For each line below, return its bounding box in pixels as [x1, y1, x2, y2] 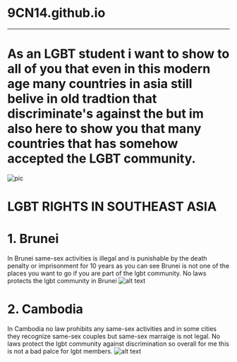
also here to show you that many [7, 121, 202, 137]
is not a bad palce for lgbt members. [7, 347, 113, 355]
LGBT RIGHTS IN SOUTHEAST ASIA [7, 199, 217, 215]
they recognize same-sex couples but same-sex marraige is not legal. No [7, 332, 221, 340]
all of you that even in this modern [7, 61, 211, 77]
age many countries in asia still [7, 76, 193, 92]
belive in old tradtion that [7, 91, 157, 107]
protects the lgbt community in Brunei [7, 277, 118, 285]
